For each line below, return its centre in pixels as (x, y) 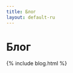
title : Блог (21, 12)
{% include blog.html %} (37, 63)
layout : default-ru (31, 17)
